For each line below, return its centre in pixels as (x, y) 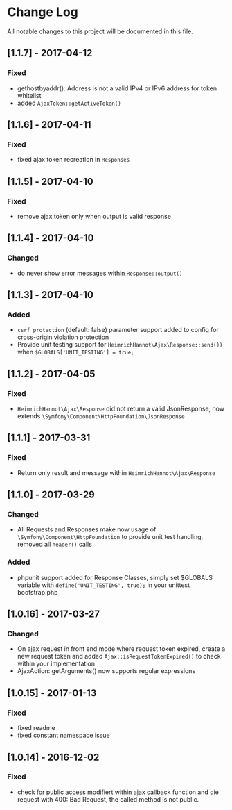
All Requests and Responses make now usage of (87, 529)
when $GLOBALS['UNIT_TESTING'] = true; (75, 352)
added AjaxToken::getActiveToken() (69, 103)
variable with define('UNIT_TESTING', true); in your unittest (104, 585)
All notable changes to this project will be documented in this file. (100, 31)
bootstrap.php (37, 592)
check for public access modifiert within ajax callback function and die (118, 792)
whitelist (29, 95)
